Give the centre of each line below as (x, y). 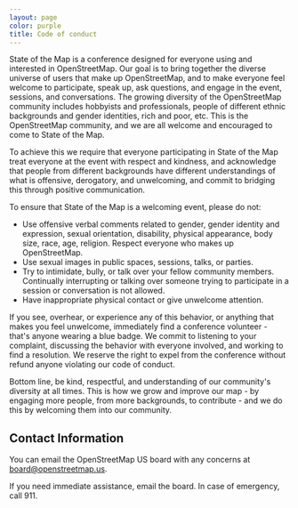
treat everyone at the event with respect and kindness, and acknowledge (143, 162)
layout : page (33, 17)
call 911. (24, 496)
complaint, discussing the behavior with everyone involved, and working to (146, 346)
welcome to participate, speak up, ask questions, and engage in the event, (145, 88)
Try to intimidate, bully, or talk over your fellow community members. (148, 271)
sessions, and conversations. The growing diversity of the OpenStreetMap (145, 97)
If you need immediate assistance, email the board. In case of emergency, (145, 487)
